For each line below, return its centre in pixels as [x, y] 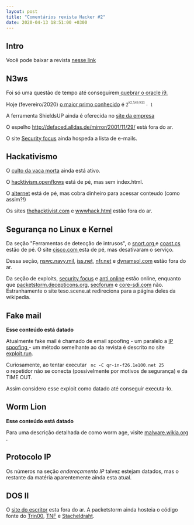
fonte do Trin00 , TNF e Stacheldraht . [50, 516]
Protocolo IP [29, 457]
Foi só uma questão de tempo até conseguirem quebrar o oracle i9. [87, 92]
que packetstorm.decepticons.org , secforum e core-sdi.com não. [85, 285]
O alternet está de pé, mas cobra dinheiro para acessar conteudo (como [93, 193]
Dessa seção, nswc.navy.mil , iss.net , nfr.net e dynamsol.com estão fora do [96, 261]
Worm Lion [26, 407]
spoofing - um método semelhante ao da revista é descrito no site [85, 347]
